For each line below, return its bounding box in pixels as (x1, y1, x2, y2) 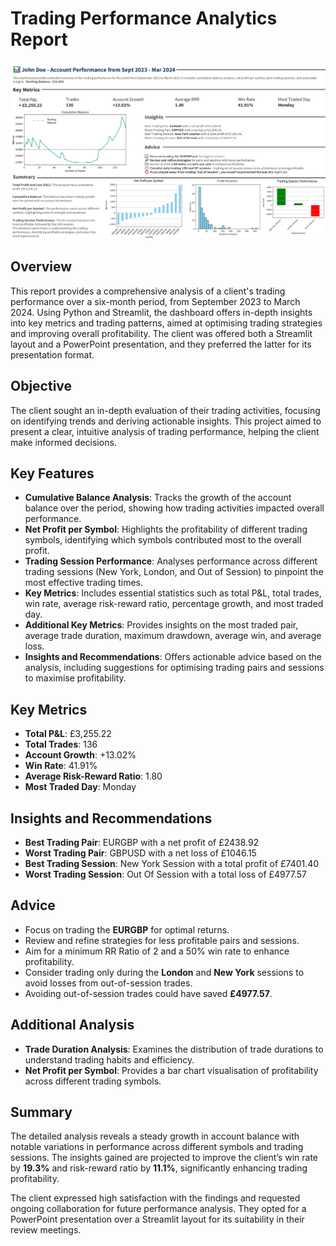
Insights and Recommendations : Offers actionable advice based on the (24, 651, 323, 663)
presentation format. (10, 348, 95, 361)
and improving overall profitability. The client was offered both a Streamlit (10, 327, 313, 339)
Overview (10, 258, 73, 276)
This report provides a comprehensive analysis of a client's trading (10, 285, 286, 297)
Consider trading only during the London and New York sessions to (24, 966, 305, 978)
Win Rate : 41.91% (24, 760, 98, 772)
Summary (10, 1104, 73, 1121)
